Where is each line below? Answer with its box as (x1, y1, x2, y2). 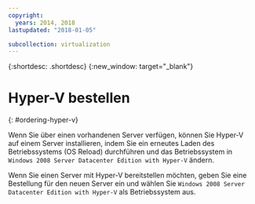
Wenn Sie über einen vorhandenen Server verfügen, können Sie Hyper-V (8, 130, 244, 140)
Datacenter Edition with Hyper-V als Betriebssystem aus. (8, 188, 196, 197)
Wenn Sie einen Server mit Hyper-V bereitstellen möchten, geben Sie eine (8, 170, 247, 180)
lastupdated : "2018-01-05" (8, 26, 97, 34)
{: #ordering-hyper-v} (8, 115, 78, 125)
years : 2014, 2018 (15, 19, 76, 27)
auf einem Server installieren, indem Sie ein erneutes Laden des (8, 139, 215, 148)
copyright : (8, 11, 44, 20)
